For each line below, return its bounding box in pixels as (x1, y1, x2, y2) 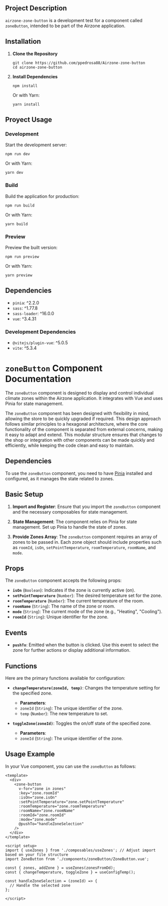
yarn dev (5, 170, 24, 175)
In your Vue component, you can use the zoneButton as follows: (5, 763, 136, 769)
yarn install (12, 102, 40, 107)
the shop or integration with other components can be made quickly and (5, 437, 154, 443)
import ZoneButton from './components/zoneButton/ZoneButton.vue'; (5, 856, 149, 861)
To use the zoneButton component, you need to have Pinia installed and (5, 470, 152, 476)
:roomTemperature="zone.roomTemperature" (18, 803, 107, 809)
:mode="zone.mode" (18, 817, 57, 822)
